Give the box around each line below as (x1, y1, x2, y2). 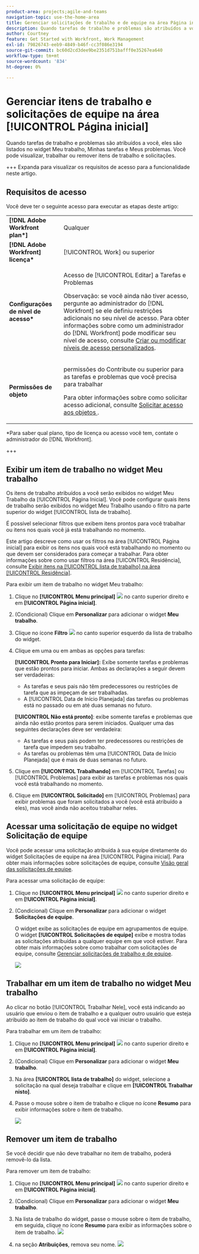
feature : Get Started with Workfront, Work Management (6, 36, 145, 42)
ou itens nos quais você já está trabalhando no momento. (6, 526, 146, 533)
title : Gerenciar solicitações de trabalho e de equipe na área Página (6, 20, 187, 26)
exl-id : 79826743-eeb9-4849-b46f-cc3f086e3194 (6, 42, 123, 48)
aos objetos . (63, 408, 99, 417)
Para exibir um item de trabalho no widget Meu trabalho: (6, 580, 144, 588)
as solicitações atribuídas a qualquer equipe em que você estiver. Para (14, 937, 188, 944)
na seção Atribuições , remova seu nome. (14, 1241, 117, 1248)
